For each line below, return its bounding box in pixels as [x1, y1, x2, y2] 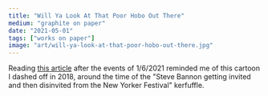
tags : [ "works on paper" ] [8, 34, 95, 42]
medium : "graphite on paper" [8, 19, 106, 27]
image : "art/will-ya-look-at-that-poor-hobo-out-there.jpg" [8, 42, 214, 50]
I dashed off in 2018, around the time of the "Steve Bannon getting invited [8, 72, 251, 82]
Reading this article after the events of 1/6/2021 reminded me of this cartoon [8, 63, 261, 73]
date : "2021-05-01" [8, 26, 74, 34]
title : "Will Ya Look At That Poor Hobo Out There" [8, 11, 185, 20]
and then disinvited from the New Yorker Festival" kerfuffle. [8, 81, 205, 90]
